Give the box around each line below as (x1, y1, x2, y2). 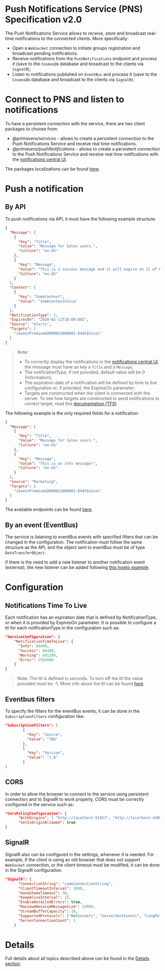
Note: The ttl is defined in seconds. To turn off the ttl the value (17, 675, 143, 681)
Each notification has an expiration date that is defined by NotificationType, (5, 614, 157, 620)
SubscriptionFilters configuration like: (5, 713, 85, 719)
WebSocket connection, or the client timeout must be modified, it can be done (5, 862, 160, 868)
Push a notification (5, 184, 84, 194)
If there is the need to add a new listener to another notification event (5, 559, 145, 565)
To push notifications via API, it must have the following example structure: (5, 216, 156, 222)
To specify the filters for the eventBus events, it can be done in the (5, 708, 140, 714)
